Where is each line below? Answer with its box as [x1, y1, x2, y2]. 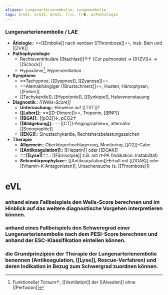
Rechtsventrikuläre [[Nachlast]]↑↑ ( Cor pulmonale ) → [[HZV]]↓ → [19, 56, 157, 62]
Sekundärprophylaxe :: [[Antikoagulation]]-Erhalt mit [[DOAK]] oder [19, 158, 159, 164]
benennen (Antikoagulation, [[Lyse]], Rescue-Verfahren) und [5, 256, 156, 263]
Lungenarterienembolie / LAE [5, 29, 78, 36]
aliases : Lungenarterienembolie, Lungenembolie [5, 7, 106, 13]
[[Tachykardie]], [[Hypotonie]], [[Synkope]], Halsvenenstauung [19, 94, 150, 100]
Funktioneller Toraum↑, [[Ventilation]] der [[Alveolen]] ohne [12, 279, 136, 285]
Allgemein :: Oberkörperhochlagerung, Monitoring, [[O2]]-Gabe [19, 142, 151, 148]
